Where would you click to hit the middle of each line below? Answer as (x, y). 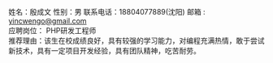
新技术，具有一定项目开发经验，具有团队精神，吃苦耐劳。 (104, 50)
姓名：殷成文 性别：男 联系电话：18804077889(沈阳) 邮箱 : (107, 12)
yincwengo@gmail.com (48, 21)
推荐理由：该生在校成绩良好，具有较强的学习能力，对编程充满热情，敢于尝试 (136, 40)
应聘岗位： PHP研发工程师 (52, 30)
